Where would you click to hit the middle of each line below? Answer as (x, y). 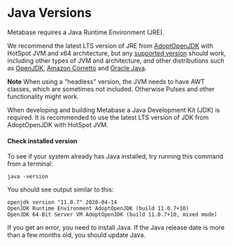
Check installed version (42, 140)
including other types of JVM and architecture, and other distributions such (116, 60)
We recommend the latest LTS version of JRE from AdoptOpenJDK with (110, 45)
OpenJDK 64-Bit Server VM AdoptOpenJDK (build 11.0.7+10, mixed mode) (112, 215)
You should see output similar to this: (61, 189)
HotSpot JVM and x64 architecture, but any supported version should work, (116, 53)
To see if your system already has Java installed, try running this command (115, 157)
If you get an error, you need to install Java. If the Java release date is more (116, 228)
